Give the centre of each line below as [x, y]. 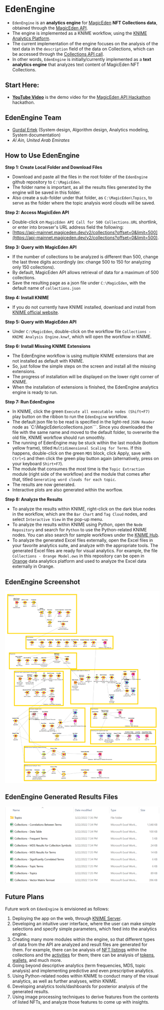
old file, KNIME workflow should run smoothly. [59, 438]
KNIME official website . [36, 312]
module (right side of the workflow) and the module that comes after [81, 474]
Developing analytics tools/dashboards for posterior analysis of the [80, 986]
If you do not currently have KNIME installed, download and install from [84, 307]
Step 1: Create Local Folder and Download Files [54, 167]
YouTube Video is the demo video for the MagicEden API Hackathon [81, 97]
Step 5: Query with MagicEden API [41, 322]
